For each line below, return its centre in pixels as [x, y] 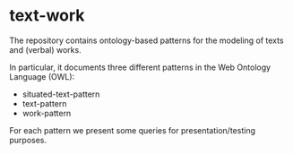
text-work [47, 16]
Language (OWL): [42, 76]
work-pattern [47, 113]
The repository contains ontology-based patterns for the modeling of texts [146, 40]
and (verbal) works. [46, 49]
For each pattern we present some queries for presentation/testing [132, 130]
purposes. [28, 140]
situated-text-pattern [61, 94]
